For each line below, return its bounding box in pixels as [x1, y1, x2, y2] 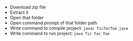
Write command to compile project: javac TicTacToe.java [9, 25, 129, 31]
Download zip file [9, 4, 46, 10]
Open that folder [9, 15, 44, 20]
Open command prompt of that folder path [9, 20, 98, 26]
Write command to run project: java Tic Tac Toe [9, 31, 110, 36]
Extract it [9, 9, 29, 15]
